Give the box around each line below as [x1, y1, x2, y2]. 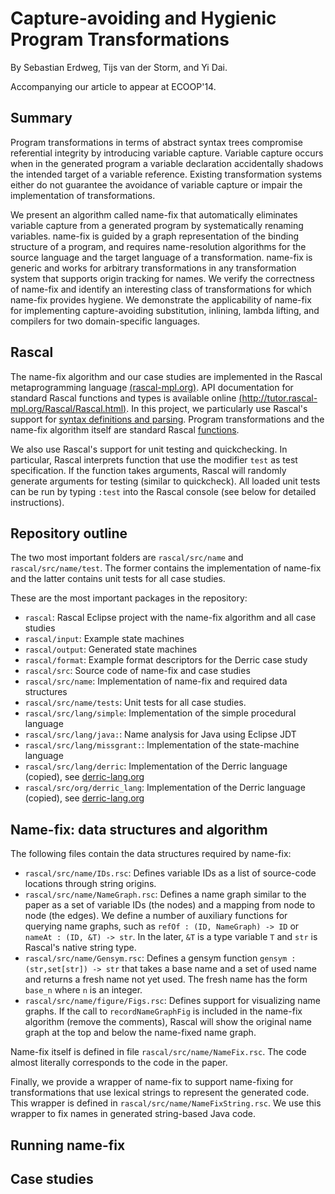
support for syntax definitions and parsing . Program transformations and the [10, 413, 325, 425]
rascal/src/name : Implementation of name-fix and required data [24, 675, 288, 687]
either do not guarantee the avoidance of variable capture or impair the [10, 178, 303, 191]
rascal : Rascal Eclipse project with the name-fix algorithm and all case [24, 612, 317, 624]
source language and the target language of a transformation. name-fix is [10, 251, 313, 263]
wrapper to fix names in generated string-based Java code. [10, 1108, 257, 1120]
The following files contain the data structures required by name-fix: [10, 848, 292, 860]
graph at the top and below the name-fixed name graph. [24, 1027, 257, 1039]
